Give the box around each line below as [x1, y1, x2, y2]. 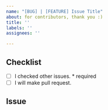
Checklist [6, 57, 42, 67]
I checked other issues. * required [14, 73, 96, 80]
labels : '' [6, 25, 33, 31]
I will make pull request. [14, 80, 72, 86]
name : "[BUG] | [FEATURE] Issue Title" [6, 8, 103, 15]
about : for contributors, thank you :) [6, 14, 103, 20]
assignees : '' [6, 30, 41, 36]
